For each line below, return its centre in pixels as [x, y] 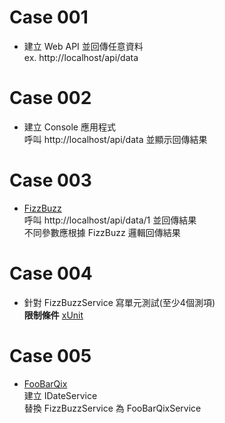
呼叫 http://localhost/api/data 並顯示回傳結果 [115, 139]
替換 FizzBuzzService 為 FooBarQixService [112, 408]
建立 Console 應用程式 [69, 127]
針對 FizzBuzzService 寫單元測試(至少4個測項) [119, 302]
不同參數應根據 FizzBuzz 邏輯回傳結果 [102, 232]
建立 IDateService [60, 395]
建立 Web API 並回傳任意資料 [83, 46]
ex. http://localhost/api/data [81, 57]
